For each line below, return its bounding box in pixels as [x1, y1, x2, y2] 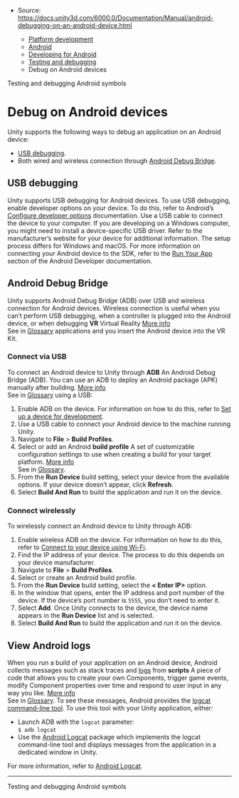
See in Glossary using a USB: [7, 390, 93, 399]
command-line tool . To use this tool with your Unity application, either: [7, 703, 213, 712]
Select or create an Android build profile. [17, 574, 137, 582]
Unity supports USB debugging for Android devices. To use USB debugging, [7, 196, 231, 204]
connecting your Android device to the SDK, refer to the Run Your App [7, 249, 213, 257]
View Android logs [7, 639, 91, 651]
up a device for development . [17, 412, 105, 420]
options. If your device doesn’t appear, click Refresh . [17, 480, 174, 489]
